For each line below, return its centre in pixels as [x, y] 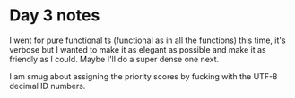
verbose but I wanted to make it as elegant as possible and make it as [138, 49]
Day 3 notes [55, 16]
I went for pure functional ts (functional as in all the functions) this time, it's [147, 40]
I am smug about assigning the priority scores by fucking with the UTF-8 [143, 76]
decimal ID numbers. [48, 86]
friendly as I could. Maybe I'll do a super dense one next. [114, 59]
